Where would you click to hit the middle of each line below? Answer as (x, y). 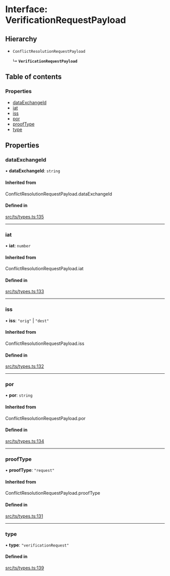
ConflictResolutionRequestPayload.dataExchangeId (59, 194)
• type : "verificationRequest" (37, 545)
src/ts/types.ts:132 (25, 366)
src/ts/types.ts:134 (25, 441)
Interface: (27, 9)
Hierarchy (21, 39)
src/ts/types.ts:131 (24, 516)
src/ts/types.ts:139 (25, 568)
